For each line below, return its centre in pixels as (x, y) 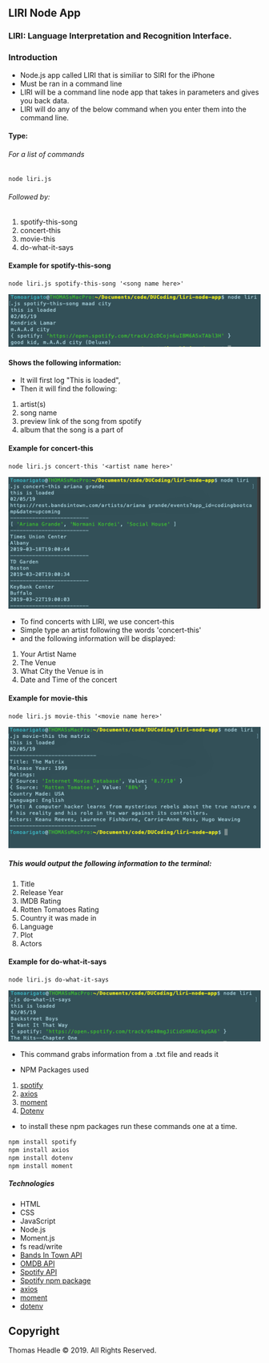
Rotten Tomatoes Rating (59, 909)
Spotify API (38, 1272)
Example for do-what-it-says (58, 962)
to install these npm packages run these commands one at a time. (128, 1126)
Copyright (34, 1331)
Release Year (42, 892)
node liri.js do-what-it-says (59, 980)
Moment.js (37, 1238)
